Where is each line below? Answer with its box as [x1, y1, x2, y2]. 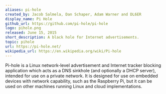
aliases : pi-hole [5, 7, 41, 12]
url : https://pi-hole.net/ [5, 44, 61, 49]
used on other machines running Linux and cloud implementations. [5, 83, 143, 89]
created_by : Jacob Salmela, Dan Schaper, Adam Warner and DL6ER [5, 12, 142, 17]
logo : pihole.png [5, 26, 41, 31]
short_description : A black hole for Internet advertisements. [5, 35, 140, 40]
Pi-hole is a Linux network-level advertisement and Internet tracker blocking [5, 62, 161, 68]
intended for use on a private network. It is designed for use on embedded [5, 73, 158, 79]
